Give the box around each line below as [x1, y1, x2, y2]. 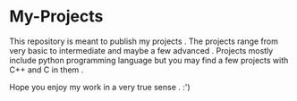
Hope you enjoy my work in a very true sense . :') [9, 81, 191, 92]
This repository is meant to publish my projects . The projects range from [9, 36, 279, 46]
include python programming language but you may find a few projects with [9, 55, 289, 65]
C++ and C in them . [9, 64, 84, 75]
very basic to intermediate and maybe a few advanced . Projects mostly [9, 45, 274, 55]
